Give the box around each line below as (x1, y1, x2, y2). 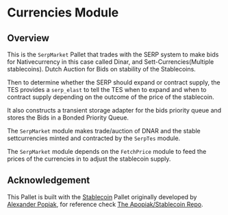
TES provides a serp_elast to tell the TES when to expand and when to (7, 86, 207, 93)
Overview (7, 32, 50, 44)
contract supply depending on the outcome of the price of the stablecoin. (7, 93, 214, 101)
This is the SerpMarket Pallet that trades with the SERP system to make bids (7, 50, 219, 58)
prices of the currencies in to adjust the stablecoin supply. (7, 155, 171, 163)
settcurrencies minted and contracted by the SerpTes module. (7, 134, 181, 142)
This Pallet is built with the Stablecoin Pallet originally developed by (7, 192, 197, 201)
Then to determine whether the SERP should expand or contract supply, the (7, 78, 220, 87)
